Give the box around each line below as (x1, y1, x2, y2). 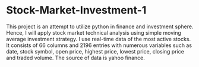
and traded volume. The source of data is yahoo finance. (6, 54, 146, 61)
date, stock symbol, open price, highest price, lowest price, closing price (6, 48, 184, 55)
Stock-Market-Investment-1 (6, 4, 147, 17)
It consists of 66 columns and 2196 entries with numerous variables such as (6, 42, 192, 49)
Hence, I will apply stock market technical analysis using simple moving (6, 29, 181, 36)
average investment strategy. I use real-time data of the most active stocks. (6, 35, 191, 42)
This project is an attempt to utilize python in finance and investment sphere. (6, 23, 194, 30)
